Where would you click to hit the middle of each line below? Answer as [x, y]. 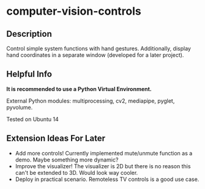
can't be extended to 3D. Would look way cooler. [76, 172]
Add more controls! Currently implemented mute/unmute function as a [104, 153]
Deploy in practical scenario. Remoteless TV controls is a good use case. [107, 179]
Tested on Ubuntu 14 [33, 119]
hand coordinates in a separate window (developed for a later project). [95, 55]
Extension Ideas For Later [56, 139]
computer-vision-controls [74, 11]
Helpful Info [29, 74]
